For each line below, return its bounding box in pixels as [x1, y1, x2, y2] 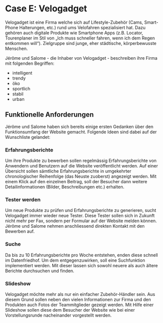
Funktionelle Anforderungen [5, 111, 94, 119]
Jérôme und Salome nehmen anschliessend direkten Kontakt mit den [5, 223, 145, 229]
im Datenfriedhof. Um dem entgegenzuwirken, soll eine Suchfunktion [5, 257, 145, 263]
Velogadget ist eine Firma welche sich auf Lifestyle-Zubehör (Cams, [5, 19, 143, 25]
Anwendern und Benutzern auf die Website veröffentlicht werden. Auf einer [5, 163, 159, 169]
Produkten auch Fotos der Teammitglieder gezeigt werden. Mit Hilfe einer [5, 302, 154, 308]
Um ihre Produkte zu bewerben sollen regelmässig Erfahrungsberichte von [5, 158, 157, 163]
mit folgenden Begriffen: [5, 60, 55, 66]
